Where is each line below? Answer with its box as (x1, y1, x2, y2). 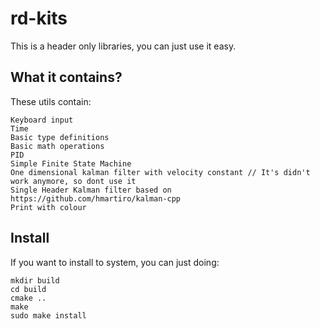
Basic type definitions (10, 132, 110, 142)
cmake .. (10, 293, 47, 303)
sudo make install (10, 310, 87, 321)
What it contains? (10, 69, 123, 86)
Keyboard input (10, 115, 74, 125)
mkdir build (10, 275, 60, 286)
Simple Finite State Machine (10, 158, 132, 169)
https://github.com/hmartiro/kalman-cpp (10, 193, 182, 204)
